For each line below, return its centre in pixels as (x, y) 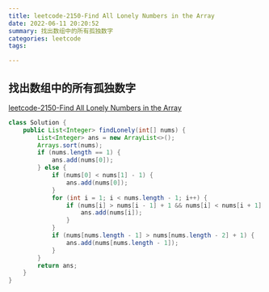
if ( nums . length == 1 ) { (79, 153)
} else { (52, 168)
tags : (17, 46)
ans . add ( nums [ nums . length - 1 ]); (122, 243)
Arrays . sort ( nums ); (70, 145)
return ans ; (58, 265)
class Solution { (38, 122)
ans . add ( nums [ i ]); (111, 213)
